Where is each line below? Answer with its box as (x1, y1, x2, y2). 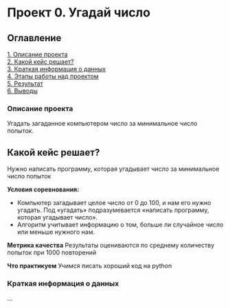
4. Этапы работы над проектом (7, 72, 99, 80)
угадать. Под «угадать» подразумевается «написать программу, (16, 206, 209, 214)
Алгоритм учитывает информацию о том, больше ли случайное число (16, 221, 224, 229)
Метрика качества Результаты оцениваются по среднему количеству (7, 241, 215, 250)
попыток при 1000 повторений (7, 248, 97, 257)
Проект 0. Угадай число (7, 5, 151, 21)
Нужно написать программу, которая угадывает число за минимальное (7, 165, 220, 173)
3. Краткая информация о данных (7, 65, 106, 73)
